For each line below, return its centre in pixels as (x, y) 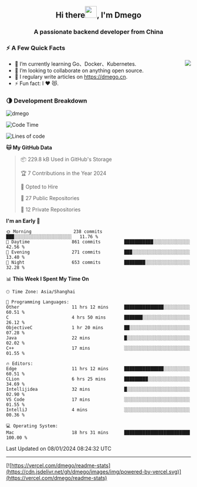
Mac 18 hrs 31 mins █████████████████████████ (98, 432)
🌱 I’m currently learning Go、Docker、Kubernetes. (75, 64)
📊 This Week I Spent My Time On (47, 279)
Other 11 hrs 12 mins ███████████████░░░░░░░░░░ (98, 307)
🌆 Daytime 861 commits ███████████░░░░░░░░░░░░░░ (98, 242)
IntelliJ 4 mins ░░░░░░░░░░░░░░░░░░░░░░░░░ (98, 410)
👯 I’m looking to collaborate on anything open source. (79, 70)
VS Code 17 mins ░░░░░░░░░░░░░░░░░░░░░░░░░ (98, 400)
